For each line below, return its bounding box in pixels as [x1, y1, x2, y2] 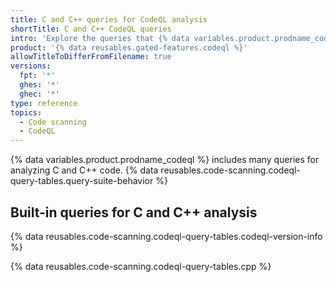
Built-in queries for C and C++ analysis [10, 204, 258, 221]
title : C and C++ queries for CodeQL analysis [10, 14, 208, 25]
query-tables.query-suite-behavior [10, 175, 154, 187]
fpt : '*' [19, 71, 56, 81]
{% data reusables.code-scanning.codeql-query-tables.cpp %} [10, 260, 272, 272]
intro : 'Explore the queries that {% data [10, 33, 190, 43]
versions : [10, 61, 52, 71]
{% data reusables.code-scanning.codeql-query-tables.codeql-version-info [10, 230, 323, 242]
